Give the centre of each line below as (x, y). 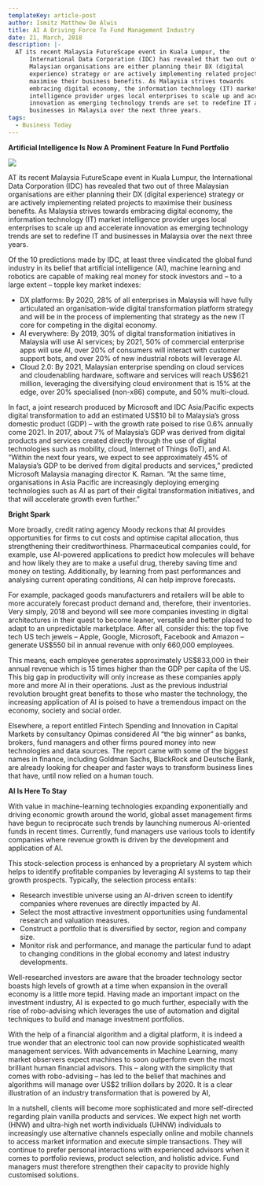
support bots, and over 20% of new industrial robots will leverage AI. (131, 358)
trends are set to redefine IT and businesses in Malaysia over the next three (130, 236)
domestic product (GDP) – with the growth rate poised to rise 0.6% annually (131, 424)
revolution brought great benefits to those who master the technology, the (128, 694)
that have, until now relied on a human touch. (81, 775)
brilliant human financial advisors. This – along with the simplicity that (121, 1067)
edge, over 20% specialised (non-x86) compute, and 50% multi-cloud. (134, 392)
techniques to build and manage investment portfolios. (96, 1018)
